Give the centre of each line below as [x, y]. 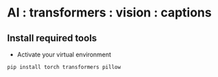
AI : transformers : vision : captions [109, 13]
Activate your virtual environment [64, 54]
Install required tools [52, 38]
